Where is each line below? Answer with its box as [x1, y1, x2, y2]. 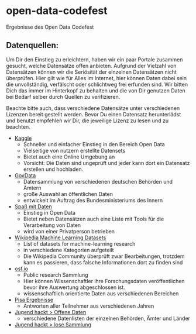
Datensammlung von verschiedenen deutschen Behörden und [23, 178, 173, 185]
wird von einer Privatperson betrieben [23, 228, 115, 235]
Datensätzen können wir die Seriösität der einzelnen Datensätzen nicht [6, 68, 177, 75]
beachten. [6, 123, 30, 130]
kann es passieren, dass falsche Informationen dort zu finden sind [23, 259, 183, 266]
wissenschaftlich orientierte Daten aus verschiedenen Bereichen [23, 290, 179, 297]
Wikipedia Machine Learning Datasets [14, 234, 106, 241]
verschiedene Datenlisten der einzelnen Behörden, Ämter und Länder [23, 315, 191, 322]
